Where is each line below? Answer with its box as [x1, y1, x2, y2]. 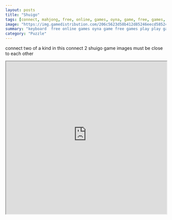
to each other [5, 50, 34, 57]
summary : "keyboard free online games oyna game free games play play [5, 26, 161, 32]
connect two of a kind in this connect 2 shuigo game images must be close [5, 45, 163, 51]
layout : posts [5, 7, 36, 13]
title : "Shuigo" [5, 12, 40, 17]
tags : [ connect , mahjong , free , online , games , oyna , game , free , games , [5, 17, 166, 22]
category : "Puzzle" [5, 31, 47, 36]
